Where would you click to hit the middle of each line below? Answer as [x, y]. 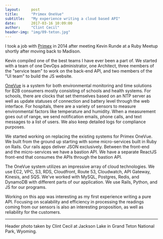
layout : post [23, 9]
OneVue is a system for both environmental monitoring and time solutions [78, 85]
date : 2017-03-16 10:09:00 [39, 23]
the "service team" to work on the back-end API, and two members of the [79, 71]
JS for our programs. [26, 187]
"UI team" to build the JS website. [39, 76]
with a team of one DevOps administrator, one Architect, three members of [80, 66]
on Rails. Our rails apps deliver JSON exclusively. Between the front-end [77, 147]
